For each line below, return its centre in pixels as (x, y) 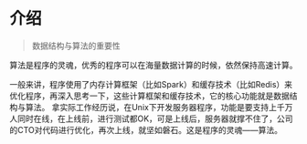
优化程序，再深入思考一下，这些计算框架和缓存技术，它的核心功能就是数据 (149, 96)
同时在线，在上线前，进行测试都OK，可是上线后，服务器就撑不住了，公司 (155, 118)
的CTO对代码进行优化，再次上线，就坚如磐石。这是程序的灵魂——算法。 (146, 129)
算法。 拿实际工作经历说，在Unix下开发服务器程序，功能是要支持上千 (155, 107)
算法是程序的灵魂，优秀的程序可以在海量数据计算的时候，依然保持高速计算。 (153, 65)
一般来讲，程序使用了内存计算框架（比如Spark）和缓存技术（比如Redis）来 (151, 84)
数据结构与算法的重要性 (76, 46)
